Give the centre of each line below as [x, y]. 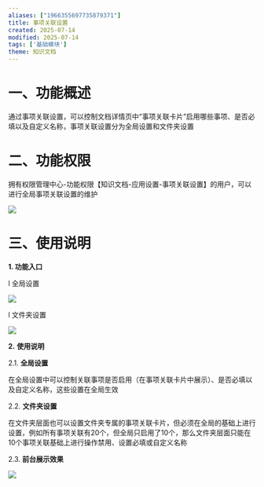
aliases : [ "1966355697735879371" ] [65, 15]
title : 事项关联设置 [38, 23]
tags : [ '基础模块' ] [38, 45]
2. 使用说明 [26, 346]
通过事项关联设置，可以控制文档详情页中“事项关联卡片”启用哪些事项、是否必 [132, 116]
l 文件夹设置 [27, 314]
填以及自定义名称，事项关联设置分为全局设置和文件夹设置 [101, 126]
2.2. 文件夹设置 [33, 406]
